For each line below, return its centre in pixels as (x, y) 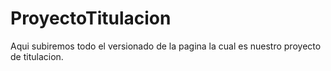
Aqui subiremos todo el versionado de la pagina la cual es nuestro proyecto (166, 46)
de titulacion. (37, 56)
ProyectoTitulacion (91, 18)
